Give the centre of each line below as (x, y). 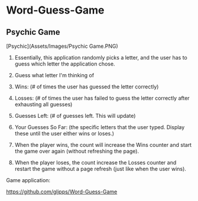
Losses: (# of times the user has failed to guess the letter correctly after (102, 98)
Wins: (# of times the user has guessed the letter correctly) (87, 87)
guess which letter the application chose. (65, 64)
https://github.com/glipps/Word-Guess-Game (62, 192)
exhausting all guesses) (43, 104)
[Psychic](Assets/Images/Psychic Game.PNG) (62, 46)
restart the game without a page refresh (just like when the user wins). (100, 169)
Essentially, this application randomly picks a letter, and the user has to (101, 57)
